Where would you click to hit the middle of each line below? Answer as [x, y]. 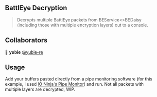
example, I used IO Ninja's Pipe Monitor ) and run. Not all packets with [75, 84]
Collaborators [26, 40]
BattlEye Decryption [36, 8]
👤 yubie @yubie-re [24, 52]
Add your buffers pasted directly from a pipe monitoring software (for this [79, 79]
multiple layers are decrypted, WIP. [40, 89]
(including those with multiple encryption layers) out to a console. [82, 25]
